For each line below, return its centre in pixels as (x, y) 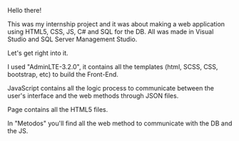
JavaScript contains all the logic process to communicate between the (111, 88)
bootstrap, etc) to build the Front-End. (63, 74)
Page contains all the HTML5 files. (58, 109)
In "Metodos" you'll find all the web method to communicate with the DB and (120, 123)
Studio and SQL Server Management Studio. (72, 39)
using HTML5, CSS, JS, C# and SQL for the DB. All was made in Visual (111, 32)
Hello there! (24, 10)
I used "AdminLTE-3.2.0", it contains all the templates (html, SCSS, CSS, (113, 67)
